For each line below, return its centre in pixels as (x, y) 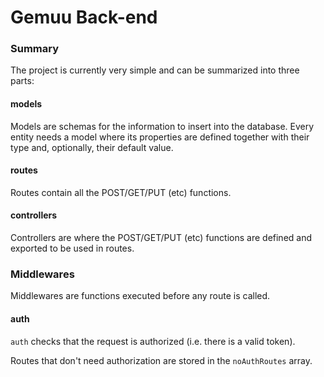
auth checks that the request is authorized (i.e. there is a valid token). (153, 341)
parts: (22, 81)
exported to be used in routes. (72, 248)
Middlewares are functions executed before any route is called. (140, 296)
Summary (35, 49)
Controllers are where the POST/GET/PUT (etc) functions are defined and (161, 238)
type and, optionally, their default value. (92, 147)
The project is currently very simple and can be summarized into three (155, 70)
